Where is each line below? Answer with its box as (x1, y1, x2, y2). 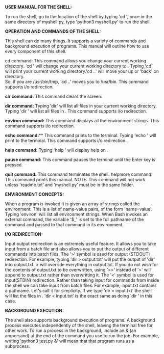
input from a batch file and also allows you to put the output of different (5, 246, 149, 252)
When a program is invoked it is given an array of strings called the (5, 201, 141, 207)
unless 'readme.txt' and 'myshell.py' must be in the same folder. (5, 182, 135, 188)
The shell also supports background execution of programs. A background (5, 317, 156, 323)
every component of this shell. (5, 49, 67, 54)
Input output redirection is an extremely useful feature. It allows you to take (5, 241, 157, 246)
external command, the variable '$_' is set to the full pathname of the (5, 217, 144, 222)
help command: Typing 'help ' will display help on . (5, 147, 109, 153)
